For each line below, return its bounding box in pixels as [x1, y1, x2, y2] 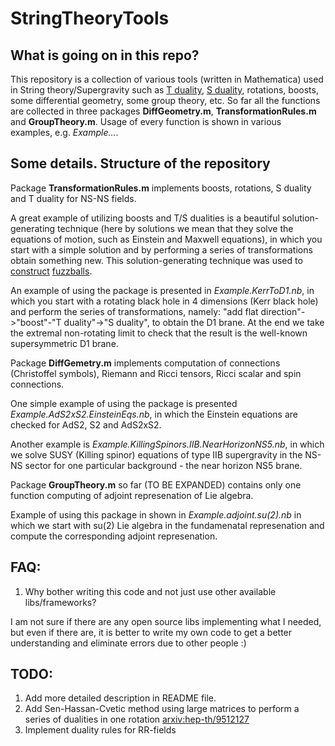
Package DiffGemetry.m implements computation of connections [10, 357, 281, 369]
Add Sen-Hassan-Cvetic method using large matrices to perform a [24, 703, 300, 715]
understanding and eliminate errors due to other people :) [10, 637, 247, 649]
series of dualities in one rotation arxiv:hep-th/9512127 [24, 713, 250, 726]
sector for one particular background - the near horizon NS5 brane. [24, 459, 303, 471]
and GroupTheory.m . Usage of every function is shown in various [10, 116, 282, 127]
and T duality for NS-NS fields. [10, 192, 137, 204]
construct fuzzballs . [10, 265, 93, 277]
